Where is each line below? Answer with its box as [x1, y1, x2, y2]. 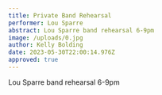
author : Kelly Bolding [8, 41, 83, 49]
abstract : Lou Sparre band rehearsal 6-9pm [8, 26, 155, 34]
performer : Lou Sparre [8, 19, 83, 27]
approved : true [8, 56, 59, 64]
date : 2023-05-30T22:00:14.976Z [8, 48, 115, 56]
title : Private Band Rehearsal [8, 11, 112, 20]
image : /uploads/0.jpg [8, 33, 83, 42]
